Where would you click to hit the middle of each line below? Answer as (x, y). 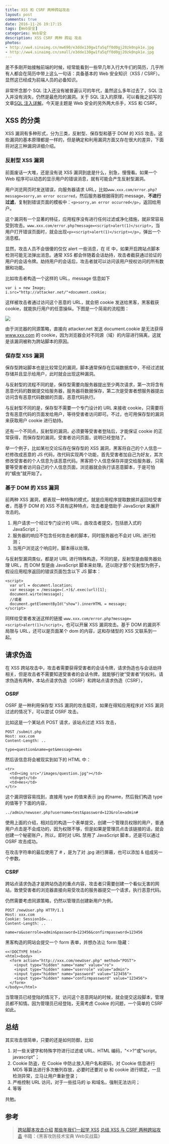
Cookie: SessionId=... (29, 919)
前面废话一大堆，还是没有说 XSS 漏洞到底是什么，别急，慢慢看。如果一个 (81, 172)
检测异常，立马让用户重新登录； (46, 1076)
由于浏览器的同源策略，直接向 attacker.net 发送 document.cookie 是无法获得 (84, 329)
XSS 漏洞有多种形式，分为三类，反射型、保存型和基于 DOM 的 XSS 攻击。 (82, 134)
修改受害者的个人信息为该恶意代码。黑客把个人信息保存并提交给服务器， (80, 461)
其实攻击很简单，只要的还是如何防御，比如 (49, 1040)
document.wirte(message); (37, 594)
